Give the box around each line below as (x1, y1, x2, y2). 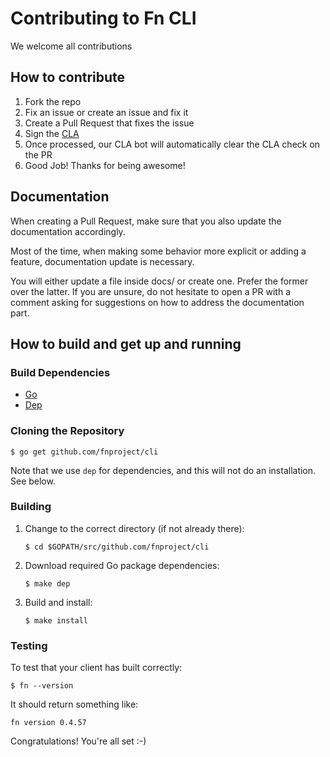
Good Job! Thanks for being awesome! (24, 159, 186, 171)
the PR (24, 148, 53, 161)
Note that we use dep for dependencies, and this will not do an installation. (10, 464, 317, 476)
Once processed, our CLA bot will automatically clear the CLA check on (24, 138, 321, 150)
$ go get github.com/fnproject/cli (10, 447, 159, 457)
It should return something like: (10, 698, 139, 711)
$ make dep (24, 578, 71, 589)
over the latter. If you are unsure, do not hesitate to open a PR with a (10, 285, 291, 297)
